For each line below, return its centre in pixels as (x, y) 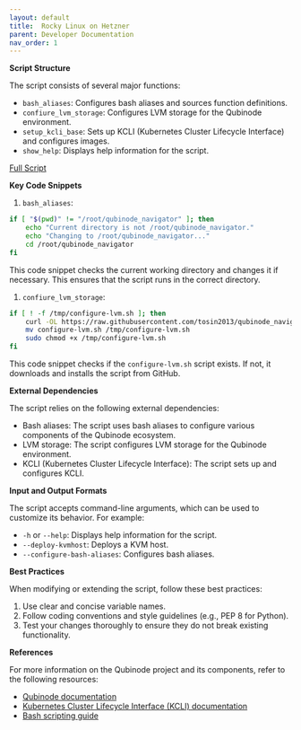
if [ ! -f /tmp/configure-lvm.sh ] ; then (88, 313)
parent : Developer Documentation (72, 34)
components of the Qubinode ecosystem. (99, 435)
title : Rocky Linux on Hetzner (69, 26)
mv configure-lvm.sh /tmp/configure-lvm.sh (108, 330)
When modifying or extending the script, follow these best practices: (136, 589)
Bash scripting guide (60, 716)
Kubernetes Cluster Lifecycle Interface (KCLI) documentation (135, 706)
